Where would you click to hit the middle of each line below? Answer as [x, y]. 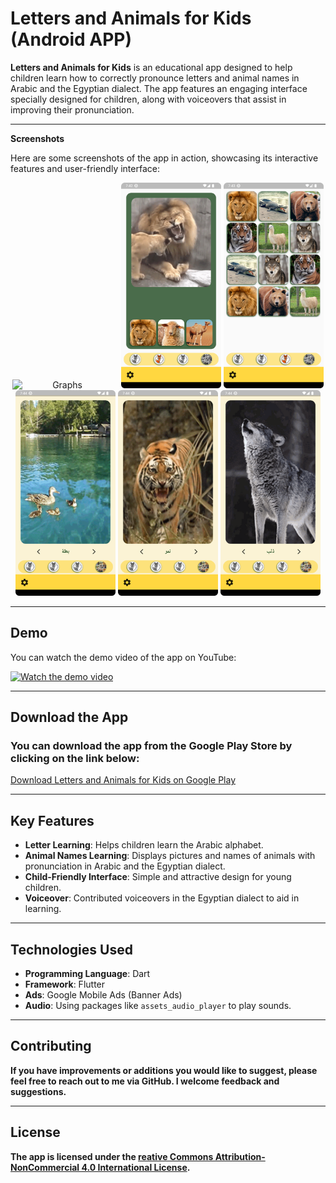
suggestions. [38, 1091]
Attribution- [240, 1156]
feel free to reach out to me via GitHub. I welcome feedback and [145, 1081]
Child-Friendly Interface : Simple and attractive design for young [158, 877]
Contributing [51, 1046]
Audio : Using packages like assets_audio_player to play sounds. [158, 1006]
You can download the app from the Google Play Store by [151, 746]
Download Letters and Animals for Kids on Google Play [123, 780]
